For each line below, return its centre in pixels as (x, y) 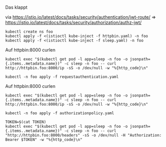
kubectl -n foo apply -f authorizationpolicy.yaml (60, 113)
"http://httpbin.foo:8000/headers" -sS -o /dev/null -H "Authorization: (84, 135)
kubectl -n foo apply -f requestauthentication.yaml (62, 77)
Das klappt (16, 7)
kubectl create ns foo (29, 32)
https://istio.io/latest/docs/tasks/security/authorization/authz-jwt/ (73, 22)
